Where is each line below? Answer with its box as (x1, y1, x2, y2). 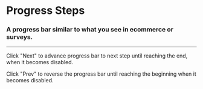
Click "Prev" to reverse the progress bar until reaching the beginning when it (6, 70, 196, 77)
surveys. (6, 33, 33, 41)
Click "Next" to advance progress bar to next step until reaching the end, (6, 52, 188, 59)
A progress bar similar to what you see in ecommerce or (6, 25, 174, 34)
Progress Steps (6, 4, 85, 18)
